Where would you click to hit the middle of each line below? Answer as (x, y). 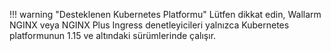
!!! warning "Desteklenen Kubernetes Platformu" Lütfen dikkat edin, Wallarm (165, 14)
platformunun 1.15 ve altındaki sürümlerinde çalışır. (113, 35)
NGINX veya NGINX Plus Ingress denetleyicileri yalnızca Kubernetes (149, 25)
